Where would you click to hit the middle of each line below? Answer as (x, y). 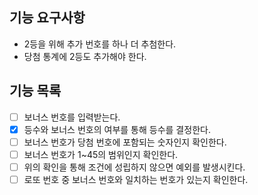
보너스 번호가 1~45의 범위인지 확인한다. (101, 154)
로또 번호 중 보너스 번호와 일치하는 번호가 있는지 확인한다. (136, 179)
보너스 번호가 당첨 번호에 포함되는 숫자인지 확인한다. (125, 142)
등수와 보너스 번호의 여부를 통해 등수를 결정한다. (117, 129)
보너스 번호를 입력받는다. (72, 117)
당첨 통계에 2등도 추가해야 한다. (85, 56)
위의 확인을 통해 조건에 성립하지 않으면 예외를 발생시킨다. (134, 167)
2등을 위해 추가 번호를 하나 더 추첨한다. (100, 44)
